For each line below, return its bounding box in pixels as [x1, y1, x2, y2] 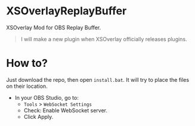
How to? [6, 57, 48, 70]
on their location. [6, 82, 48, 90]
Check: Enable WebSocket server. [23, 106, 107, 114]
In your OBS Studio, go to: [14, 94, 79, 101]
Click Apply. [23, 113, 54, 120]
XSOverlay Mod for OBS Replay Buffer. [6, 24, 101, 31]
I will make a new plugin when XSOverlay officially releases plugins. [20, 35, 187, 42]
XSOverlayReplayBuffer [6, 4, 127, 18]
